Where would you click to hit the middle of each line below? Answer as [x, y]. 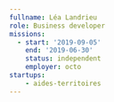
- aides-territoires [63, 83]
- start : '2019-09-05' [59, 42]
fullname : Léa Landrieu [53, 17]
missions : [28, 34]
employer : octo [53, 67]
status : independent [63, 59]
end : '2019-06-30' [59, 51]
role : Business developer [57, 26]
